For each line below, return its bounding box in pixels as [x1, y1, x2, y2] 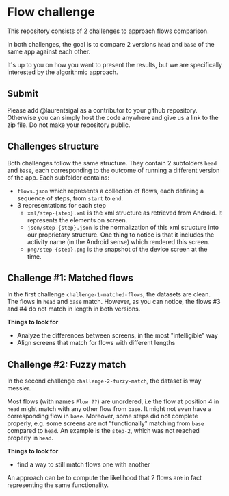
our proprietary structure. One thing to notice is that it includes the [27, 231, 215, 239]
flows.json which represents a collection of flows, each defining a [16, 187, 204, 195]
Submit [7, 88, 39, 99]
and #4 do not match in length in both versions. [7, 305, 141, 313]
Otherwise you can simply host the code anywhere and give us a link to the [7, 113, 219, 121]
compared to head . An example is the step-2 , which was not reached [7, 427, 200, 435]
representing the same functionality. [7, 481, 109, 489]
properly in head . [7, 434, 53, 442]
